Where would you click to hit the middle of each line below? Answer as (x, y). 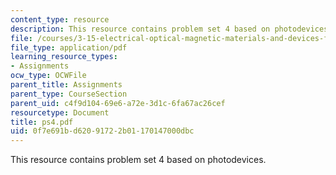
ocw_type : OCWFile (48, 76)
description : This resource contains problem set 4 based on (140, 29)
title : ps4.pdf (42, 122)
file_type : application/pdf (69, 47)
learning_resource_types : (64, 57)
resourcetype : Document (60, 112)
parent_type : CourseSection (69, 94)
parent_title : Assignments (66, 85)
